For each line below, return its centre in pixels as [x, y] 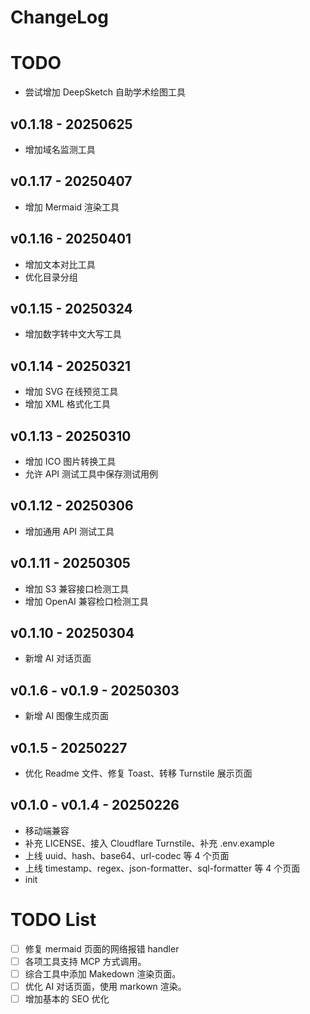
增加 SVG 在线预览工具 [71, 392]
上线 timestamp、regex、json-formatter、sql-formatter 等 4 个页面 [162, 868]
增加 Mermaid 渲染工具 [72, 207]
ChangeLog [59, 17]
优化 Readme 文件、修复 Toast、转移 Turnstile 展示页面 [138, 773]
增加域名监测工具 [60, 149]
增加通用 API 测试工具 [69, 531]
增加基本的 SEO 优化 [67, 999]
